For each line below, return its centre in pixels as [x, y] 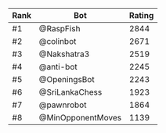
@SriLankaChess [70, 92]
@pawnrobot [63, 105]
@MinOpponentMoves [80, 118]
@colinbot [58, 41]
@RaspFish [60, 29]
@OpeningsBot [67, 79]
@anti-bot [58, 67]
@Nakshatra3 [64, 54]
